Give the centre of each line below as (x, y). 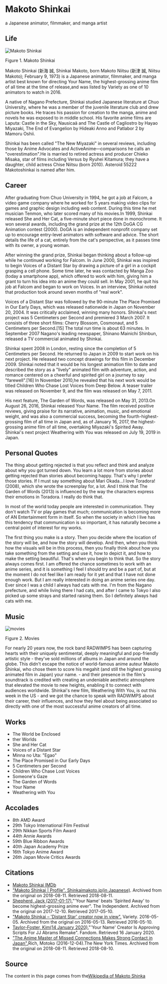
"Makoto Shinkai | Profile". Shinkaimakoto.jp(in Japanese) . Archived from (87, 890)
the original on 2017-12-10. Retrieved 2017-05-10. (63, 911)
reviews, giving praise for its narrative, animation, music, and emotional (78, 411)
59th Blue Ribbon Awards (38, 841)
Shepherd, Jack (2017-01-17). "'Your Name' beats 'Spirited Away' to (81, 901)
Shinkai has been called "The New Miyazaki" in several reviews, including (81, 143)
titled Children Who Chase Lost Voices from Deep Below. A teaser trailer (79, 386)
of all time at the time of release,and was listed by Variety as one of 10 (77, 87)
